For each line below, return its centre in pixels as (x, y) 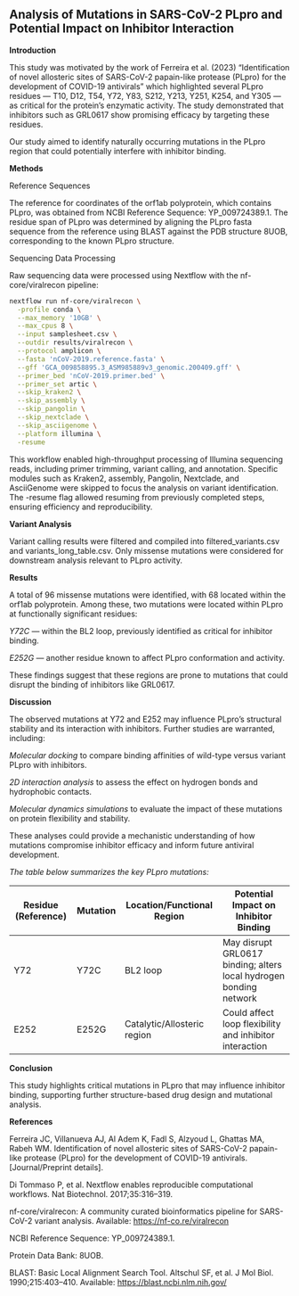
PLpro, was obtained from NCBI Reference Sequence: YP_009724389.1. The (149, 212)
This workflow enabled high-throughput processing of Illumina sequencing (146, 459)
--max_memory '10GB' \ (59, 318)
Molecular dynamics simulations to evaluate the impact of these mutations (146, 809)
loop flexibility (251, 1023)
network (240, 998)
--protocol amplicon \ (59, 351)
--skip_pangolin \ (52, 409)
